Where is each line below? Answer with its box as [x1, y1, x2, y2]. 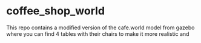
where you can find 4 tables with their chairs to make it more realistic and [6, 30, 189, 37]
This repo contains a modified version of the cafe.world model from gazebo [6, 24, 195, 31]
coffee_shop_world [6, 4, 105, 18]
